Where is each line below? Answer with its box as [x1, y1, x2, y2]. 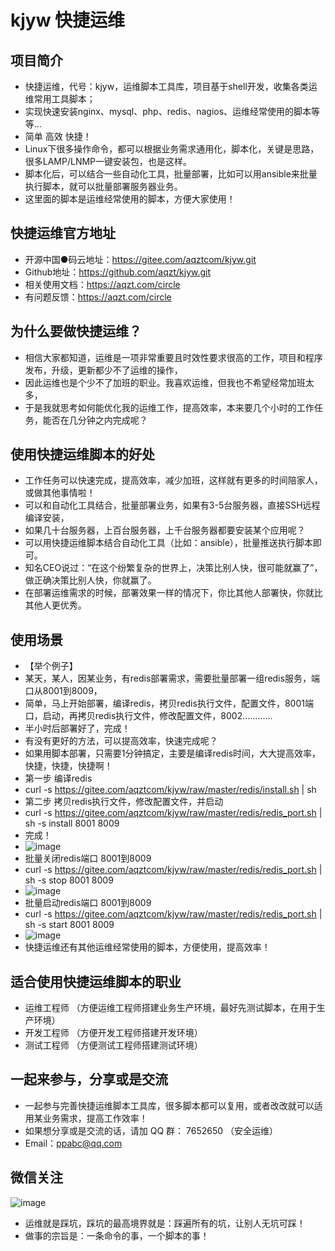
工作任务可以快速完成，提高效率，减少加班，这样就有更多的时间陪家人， [24, 474, 323, 486]
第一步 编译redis [24, 772, 93, 785]
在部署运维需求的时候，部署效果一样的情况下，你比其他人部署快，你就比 [24, 587, 323, 599]
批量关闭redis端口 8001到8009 [24, 852, 152, 865]
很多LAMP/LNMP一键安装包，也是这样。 [24, 156, 193, 167]
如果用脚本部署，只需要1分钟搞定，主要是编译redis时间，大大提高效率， [24, 747, 322, 760]
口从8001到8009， [24, 685, 103, 697]
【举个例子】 [24, 660, 78, 672]
